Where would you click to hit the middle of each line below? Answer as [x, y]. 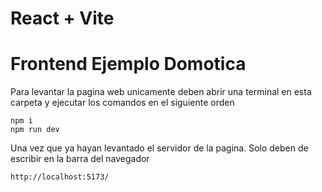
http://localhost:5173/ [60, 177]
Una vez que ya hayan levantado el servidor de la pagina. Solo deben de [159, 148]
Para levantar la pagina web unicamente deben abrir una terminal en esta [161, 92]
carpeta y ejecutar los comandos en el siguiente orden [122, 103]
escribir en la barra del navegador [80, 159]
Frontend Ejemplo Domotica [128, 64]
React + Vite [62, 18]
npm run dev [35, 130]
